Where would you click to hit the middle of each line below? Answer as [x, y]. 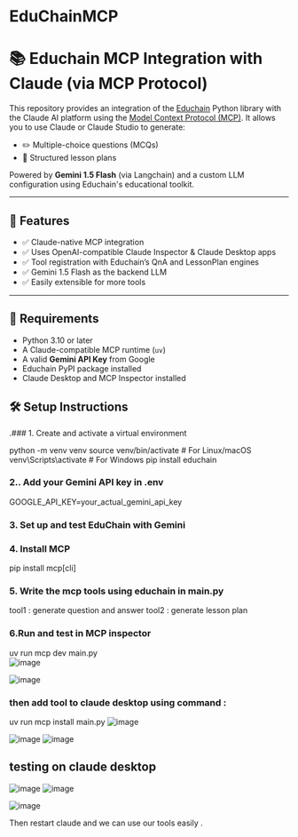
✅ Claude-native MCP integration [83, 242]
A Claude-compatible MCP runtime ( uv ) [94, 349]
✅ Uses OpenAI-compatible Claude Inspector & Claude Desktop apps [149, 251]
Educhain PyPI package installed [82, 368]
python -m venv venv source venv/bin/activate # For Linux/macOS [130, 450]
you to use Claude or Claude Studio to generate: [98, 127]
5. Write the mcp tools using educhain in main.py [117, 591]
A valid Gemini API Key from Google [88, 359]
